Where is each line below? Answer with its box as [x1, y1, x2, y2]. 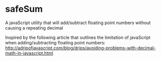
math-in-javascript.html [5, 50, 54, 56]
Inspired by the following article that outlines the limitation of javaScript [5, 34, 151, 40]
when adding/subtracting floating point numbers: [5, 39, 106, 45]
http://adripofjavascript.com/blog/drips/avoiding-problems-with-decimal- [5, 45, 156, 51]
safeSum [5, 3, 43, 15]
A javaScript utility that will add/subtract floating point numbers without [5, 20, 151, 26]
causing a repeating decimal [5, 25, 63, 30]
